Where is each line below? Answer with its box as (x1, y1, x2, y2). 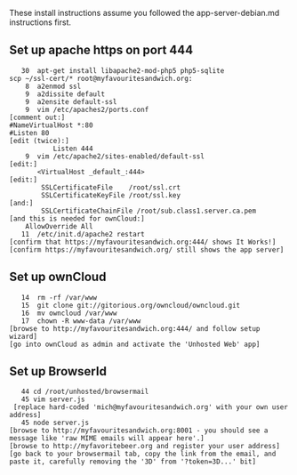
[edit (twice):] (9, 136, 69, 145)
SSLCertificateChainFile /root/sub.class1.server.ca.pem (41, 206, 256, 215)
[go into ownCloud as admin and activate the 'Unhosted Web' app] (9, 340, 261, 349)
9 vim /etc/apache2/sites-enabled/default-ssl (25, 151, 205, 161)
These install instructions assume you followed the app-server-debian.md (9, 8, 280, 18)
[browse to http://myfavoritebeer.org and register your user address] (9, 442, 280, 451)
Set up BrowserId (9, 364, 107, 379)
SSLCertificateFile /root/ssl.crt (41, 182, 181, 192)
